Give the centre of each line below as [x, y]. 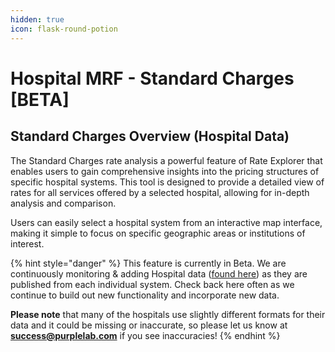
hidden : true [37, 19]
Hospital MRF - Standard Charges [152, 78]
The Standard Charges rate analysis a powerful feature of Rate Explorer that [166, 160]
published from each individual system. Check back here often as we [152, 284]
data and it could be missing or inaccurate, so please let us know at [149, 325]
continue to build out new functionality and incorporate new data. [145, 295]
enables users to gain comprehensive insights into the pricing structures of [165, 171]
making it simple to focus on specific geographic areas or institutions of [158, 233]
